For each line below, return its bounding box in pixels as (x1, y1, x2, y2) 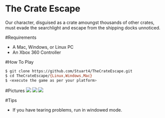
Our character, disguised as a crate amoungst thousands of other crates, (5, 19, 155, 25)
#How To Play (5, 59, 34, 65)
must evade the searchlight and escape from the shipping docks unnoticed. (5, 24, 161, 30)
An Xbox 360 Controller (12, 49, 61, 55)
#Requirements (5, 34, 36, 40)
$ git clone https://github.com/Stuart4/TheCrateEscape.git (5, 68, 133, 74)
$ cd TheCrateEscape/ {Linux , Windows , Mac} (5, 73, 93, 78)
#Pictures (5, 88, 25, 94)
